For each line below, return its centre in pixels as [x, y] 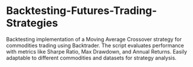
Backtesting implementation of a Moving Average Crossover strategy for [94, 39]
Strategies [32, 23]
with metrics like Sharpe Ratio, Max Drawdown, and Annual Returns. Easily [97, 51]
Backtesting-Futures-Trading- [82, 11]
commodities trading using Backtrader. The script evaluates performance [95, 45]
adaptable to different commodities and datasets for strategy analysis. [91, 58]
